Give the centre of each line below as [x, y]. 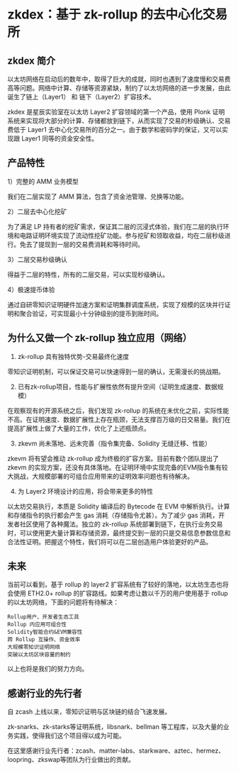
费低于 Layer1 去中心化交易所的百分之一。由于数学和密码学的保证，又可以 [115, 129]
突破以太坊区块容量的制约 [39, 655]
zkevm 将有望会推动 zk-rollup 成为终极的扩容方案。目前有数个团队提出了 [113, 458]
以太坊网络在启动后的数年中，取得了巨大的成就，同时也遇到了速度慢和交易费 [119, 79]
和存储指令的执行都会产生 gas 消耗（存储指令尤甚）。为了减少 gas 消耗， [113, 515]
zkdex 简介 [32, 61]
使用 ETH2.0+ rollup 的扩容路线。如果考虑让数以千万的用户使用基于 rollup [121, 594]
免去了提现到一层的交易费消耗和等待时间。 [81, 244]
